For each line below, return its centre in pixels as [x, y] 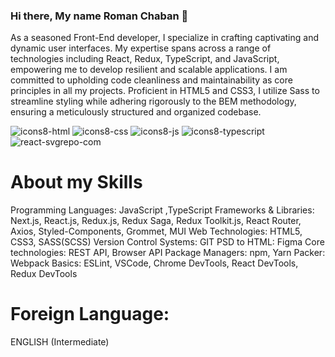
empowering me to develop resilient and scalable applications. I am [149, 70]
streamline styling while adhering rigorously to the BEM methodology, [153, 101]
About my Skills [76, 182]
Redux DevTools [44, 274]
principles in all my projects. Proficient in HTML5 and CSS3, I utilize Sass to [165, 91]
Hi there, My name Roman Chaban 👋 [99, 16]
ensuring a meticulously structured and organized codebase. [136, 112]
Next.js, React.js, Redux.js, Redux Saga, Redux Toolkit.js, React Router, [156, 221]
